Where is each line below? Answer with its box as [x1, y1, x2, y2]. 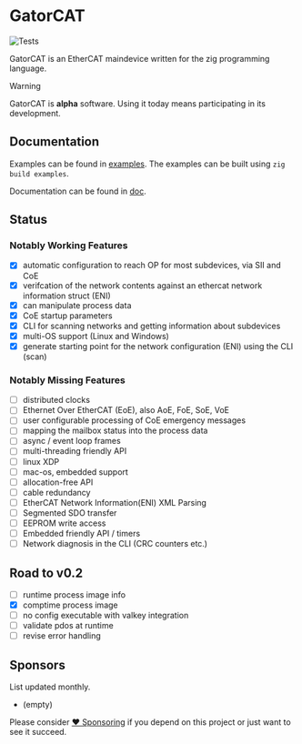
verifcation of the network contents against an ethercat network [22, 279, 263, 291]
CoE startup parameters [22, 310, 113, 321]
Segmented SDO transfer [22, 507, 117, 518]
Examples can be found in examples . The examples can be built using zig [9, 158, 286, 169]
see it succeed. [9, 727, 67, 738]
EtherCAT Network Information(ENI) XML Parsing [22, 497, 207, 508]
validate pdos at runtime [22, 620, 114, 631]
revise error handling [22, 630, 102, 641]
